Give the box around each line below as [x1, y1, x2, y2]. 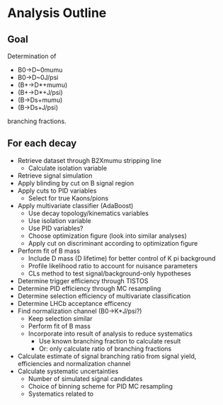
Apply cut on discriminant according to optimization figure [28, 239, 198, 247]
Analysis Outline [7, 5, 107, 21]
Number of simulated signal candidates [28, 374, 143, 383]
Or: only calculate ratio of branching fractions [38, 344, 172, 353]
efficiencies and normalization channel [17, 359, 131, 367]
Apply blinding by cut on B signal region [17, 178, 135, 187]
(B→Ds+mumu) [17, 96, 63, 104]
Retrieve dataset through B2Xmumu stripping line [17, 156, 161, 164]
